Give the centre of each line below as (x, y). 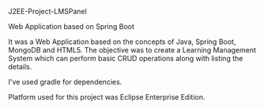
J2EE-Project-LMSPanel (47, 11)
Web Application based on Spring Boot (71, 26)
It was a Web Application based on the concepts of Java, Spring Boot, (122, 42)
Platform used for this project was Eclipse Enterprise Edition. (107, 97)
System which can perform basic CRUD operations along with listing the (126, 58)
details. (20, 67)
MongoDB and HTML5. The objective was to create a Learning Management (132, 50)
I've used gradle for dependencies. (65, 82)
